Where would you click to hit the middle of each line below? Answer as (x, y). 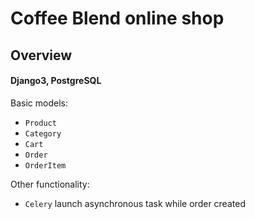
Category (43, 133)
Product (40, 123)
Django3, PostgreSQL (56, 81)
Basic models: (39, 103)
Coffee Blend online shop (117, 18)
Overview (41, 55)
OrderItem (45, 165)
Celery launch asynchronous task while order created (135, 203)
